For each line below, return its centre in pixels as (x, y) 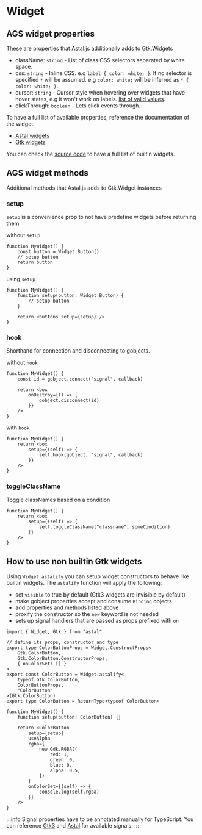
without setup (23, 235)
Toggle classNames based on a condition (58, 500)
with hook (18, 428)
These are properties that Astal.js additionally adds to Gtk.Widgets (90, 48)
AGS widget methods (47, 173)
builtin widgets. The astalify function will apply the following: (84, 582)
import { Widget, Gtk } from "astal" (54, 632)
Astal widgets (32, 136)
